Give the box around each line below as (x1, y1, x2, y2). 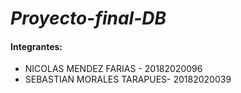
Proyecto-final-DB (10, 7, 167, 30)
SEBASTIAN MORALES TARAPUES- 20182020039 (24, 73, 232, 86)
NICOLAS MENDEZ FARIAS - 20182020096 (24, 63, 203, 75)
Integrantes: (10, 40, 63, 52)
